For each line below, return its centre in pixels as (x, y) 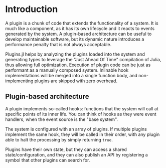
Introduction (32, 9)
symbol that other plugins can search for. (48, 160)
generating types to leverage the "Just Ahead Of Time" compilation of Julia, (83, 59)
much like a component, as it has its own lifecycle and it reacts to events (80, 28)
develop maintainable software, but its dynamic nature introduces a (75, 39)
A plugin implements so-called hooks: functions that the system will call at (82, 108)
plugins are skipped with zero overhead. (76, 81)
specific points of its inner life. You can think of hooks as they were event (81, 114)
